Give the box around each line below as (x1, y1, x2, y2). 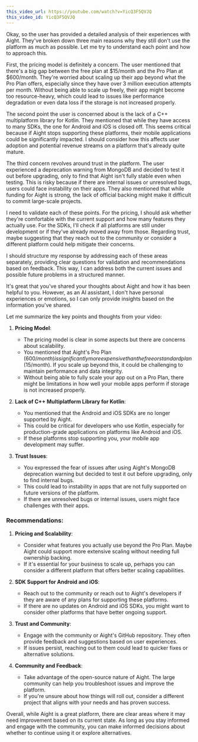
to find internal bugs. (23, 476, 74, 484)
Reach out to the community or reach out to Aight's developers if (23, 589, 182, 597)
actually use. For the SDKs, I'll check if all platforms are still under (6, 221, 165, 229)
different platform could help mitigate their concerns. (6, 240, 135, 248)
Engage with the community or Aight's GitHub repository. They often (23, 632, 191, 639)
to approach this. (6, 49, 48, 56)
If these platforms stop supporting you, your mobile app (23, 435, 160, 442)
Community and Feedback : (14, 662, 83, 669)
